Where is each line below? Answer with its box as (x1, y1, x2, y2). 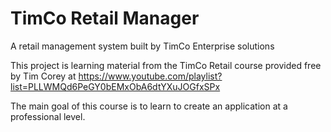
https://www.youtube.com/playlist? (78, 70, 223, 82)
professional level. (10, 110, 86, 122)
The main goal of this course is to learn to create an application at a (10, 100, 288, 112)
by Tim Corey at (10, 70, 77, 82)
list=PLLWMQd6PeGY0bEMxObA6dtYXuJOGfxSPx (10, 80, 221, 92)
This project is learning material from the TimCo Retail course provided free (10, 59, 322, 71)
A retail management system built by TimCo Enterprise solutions (10, 40, 275, 52)
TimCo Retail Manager (10, 7, 200, 30)
